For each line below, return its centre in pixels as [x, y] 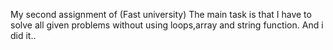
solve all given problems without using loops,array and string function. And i [167, 25]
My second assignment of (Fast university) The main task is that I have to [161, 14]
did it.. [23, 35]
